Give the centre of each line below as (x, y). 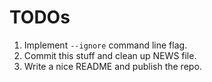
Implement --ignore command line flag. (105, 45)
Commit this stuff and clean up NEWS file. (110, 55)
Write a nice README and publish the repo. (112, 66)
